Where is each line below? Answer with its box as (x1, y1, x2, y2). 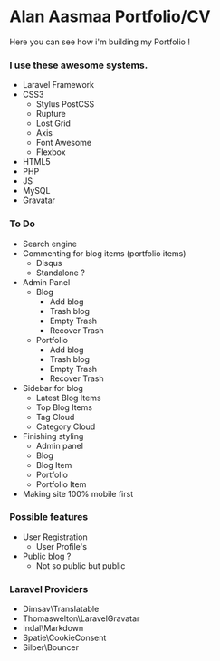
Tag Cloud (35, 411, 75, 422)
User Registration (22, 532, 88, 542)
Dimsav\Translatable (22, 604, 100, 615)
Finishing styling (22, 430, 84, 441)
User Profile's (35, 541, 88, 551)
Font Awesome (35, 138, 92, 148)
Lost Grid (35, 118, 71, 129)
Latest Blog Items (35, 392, 101, 403)
